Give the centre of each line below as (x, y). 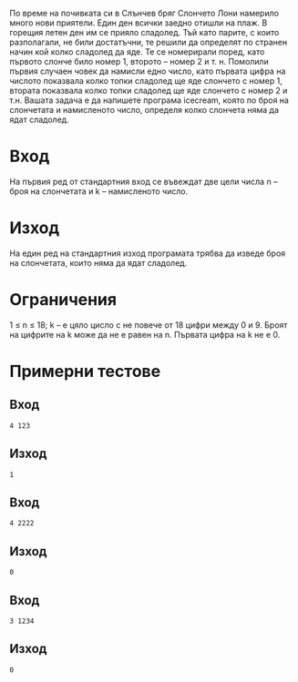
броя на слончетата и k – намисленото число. (99, 191)
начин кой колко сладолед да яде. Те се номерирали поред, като (137, 52)
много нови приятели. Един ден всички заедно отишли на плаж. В (139, 23)
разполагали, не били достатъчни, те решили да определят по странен (149, 42)
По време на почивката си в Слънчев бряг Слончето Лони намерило (144, 13)
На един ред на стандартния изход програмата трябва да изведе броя (148, 253)
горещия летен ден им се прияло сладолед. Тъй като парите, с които (144, 32)
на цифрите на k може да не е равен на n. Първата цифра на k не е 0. (145, 334)
